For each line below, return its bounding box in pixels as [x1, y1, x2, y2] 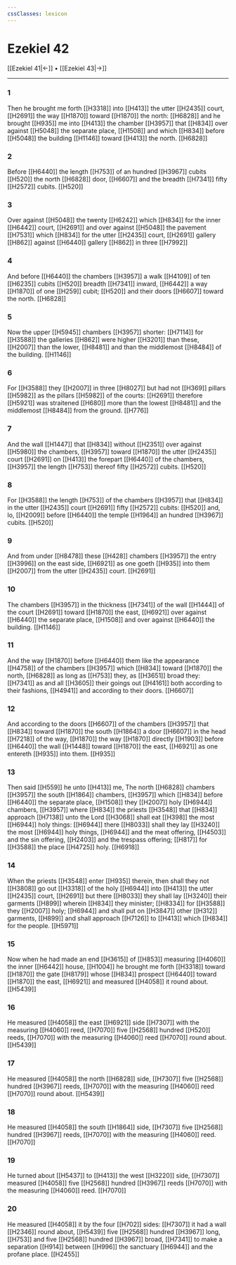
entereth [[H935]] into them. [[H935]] [7, 750, 116, 758]
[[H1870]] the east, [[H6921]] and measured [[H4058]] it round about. [7, 977, 209, 986]
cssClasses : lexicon [7, 10, 68, 18]
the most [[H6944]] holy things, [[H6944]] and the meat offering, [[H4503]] [7, 828, 227, 837]
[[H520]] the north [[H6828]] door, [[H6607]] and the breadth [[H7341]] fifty [7, 175, 228, 184]
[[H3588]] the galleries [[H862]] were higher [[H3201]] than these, [7, 336, 199, 344]
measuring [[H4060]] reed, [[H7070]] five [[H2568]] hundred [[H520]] [7, 1026, 211, 1034]
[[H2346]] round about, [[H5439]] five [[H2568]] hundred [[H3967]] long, [7, 1227, 221, 1235]
